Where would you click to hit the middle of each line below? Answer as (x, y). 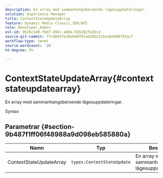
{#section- (58, 127)
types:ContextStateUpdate (101, 162)
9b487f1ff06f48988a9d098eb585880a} (68, 134)
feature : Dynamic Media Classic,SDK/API (47, 23)
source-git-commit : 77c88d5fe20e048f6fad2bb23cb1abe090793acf (69, 37)
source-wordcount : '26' (29, 46)
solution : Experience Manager (36, 14)
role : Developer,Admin (28, 28)
